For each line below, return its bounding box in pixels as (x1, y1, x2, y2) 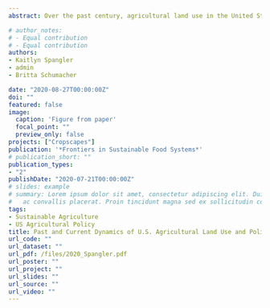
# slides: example (8, 183, 70, 191)
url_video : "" (8, 287, 56, 296)
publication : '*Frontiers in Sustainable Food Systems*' (8, 146, 203, 154)
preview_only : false (15, 130, 84, 139)
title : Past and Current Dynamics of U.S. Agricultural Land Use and (8, 228, 247, 236)
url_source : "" (8, 280, 59, 288)
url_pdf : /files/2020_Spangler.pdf (8, 250, 128, 258)
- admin (8, 64, 35, 72)
